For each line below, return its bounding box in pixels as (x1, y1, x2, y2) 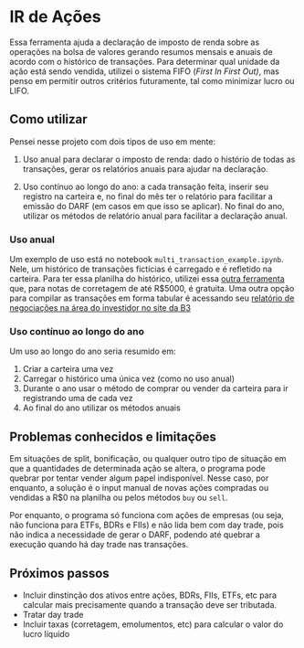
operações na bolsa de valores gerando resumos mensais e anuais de (9, 46, 273, 57)
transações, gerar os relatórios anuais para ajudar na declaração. (22, 163, 268, 175)
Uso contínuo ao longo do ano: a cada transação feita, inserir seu (22, 181, 269, 192)
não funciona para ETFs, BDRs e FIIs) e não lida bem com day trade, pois (9, 519, 285, 531)
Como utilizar (9, 112, 89, 127)
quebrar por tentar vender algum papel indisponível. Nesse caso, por (9, 473, 269, 483)
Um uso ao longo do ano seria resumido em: (9, 345, 176, 357)
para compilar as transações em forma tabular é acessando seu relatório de (9, 292, 295, 303)
